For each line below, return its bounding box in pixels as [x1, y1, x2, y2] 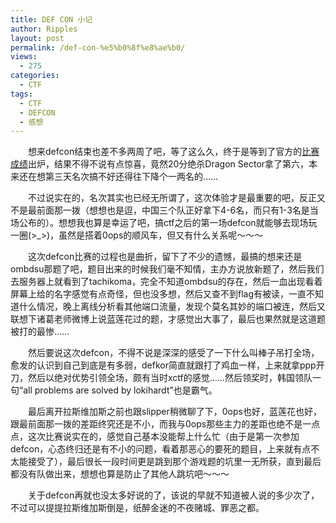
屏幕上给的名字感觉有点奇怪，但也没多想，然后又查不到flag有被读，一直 [10, 288, 307, 300]
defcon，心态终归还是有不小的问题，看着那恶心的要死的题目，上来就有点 [10, 443, 312, 455]
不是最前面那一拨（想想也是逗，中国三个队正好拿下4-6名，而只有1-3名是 [10, 204, 310, 216]
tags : [10, 89, 33, 99]
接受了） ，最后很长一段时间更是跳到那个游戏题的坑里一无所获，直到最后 [27, 456, 322, 468]
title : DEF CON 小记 [10, 14, 93, 25]
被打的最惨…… [10, 326, 70, 338]
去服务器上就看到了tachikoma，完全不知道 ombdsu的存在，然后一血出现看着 [10, 276, 323, 288]
